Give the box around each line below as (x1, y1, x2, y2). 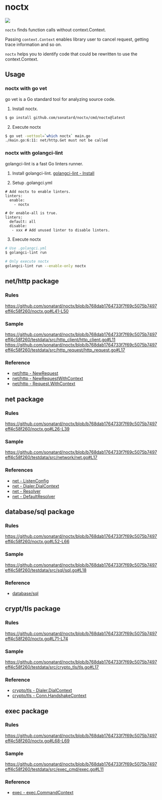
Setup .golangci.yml (12, 180, 53, 185)
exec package (5, 707, 49, 715)
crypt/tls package (5, 605, 61, 613)
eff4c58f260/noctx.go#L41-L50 (5, 308, 69, 314)
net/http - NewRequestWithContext (12, 376, 83, 382)
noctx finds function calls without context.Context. (5, 26, 106, 33)
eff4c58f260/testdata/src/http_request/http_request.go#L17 (5, 347, 125, 353)
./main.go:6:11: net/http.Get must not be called (5, 138, 108, 143)
